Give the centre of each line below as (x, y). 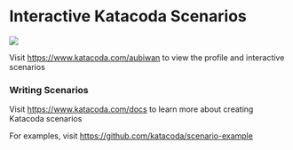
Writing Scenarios (49, 90)
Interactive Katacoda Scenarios (128, 16)
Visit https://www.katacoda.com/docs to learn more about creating (131, 109)
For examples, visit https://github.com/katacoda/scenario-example (131, 136)
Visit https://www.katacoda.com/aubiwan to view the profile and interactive (147, 57)
